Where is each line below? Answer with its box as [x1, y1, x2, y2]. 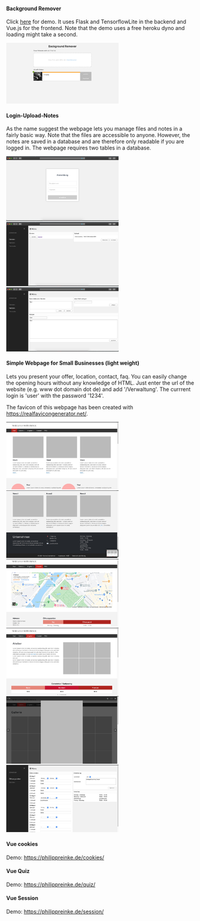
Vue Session [6, 895, 39, 902]
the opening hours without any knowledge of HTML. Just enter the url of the [6, 379, 195, 386]
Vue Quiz [6, 868, 30, 875]
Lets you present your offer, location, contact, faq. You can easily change [6, 372, 187, 380]
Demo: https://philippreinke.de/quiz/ [6, 881, 96, 888]
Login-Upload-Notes [6, 112, 59, 119]
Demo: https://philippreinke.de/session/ [6, 908, 104, 915]
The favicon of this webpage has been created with [6, 403, 134, 411]
